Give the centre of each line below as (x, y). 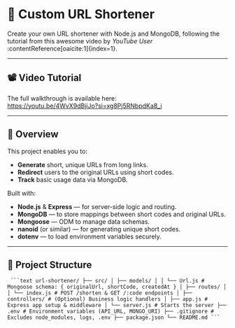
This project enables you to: (47, 151)
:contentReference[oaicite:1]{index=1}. (62, 48)
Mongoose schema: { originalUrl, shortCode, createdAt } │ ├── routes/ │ (117, 287)
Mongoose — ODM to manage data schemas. (84, 221)
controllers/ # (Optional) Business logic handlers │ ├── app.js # (108, 299)
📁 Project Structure (50, 265)
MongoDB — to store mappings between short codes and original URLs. (121, 214)
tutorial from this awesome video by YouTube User (80, 41)
